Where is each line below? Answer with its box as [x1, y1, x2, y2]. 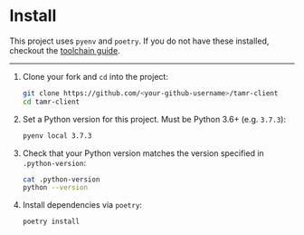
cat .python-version [22, 174, 100, 184]
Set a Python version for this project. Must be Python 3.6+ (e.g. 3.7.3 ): [22, 113, 287, 124]
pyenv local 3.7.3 [22, 131, 92, 141]
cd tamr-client [22, 97, 81, 106]
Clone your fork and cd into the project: [22, 71, 169, 82]
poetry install [22, 217, 81, 227]
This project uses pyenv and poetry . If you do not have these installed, [9, 35, 270, 46]
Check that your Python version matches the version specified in [22, 147, 264, 159]
